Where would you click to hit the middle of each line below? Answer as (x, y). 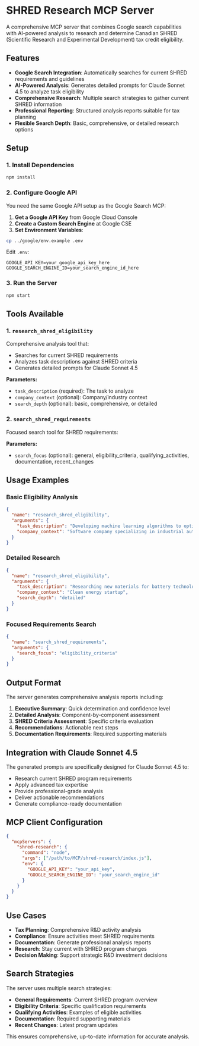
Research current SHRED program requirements (73, 778)
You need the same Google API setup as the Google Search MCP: (86, 205)
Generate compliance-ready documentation (68, 803)
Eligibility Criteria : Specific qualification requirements (81, 1006)
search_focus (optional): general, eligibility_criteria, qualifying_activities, (102, 455)
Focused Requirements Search (51, 624)
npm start (18, 295)
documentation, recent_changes (54, 461)
